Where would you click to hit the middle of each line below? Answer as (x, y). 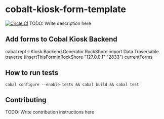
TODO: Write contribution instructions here (50, 112)
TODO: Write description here (60, 23)
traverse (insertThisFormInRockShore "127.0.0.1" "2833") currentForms (79, 57)
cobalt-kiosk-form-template (66, 9)
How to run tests (32, 73)
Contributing (26, 100)
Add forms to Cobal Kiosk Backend (61, 39)
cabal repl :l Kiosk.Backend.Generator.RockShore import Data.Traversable (82, 51)
